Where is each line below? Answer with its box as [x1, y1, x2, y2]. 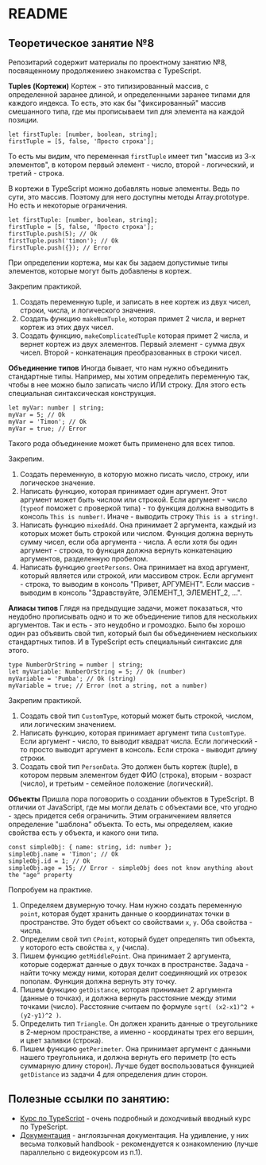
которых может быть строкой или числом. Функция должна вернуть [19, 529, 254, 538]
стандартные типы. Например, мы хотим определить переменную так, [8, 371, 250, 381]
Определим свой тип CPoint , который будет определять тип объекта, [19, 934, 256, 943]
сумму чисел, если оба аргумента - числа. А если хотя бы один [19, 538, 237, 546]
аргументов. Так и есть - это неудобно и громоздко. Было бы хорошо [8, 620, 246, 629]
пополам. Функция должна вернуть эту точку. [19, 977, 177, 986]
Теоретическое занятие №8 [8, 37, 155, 50]
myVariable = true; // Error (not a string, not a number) [8, 682, 208, 689]
